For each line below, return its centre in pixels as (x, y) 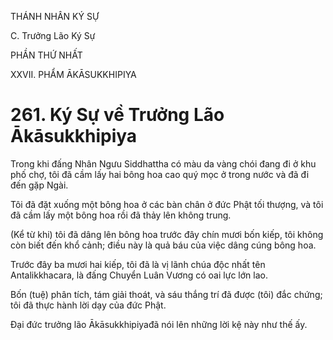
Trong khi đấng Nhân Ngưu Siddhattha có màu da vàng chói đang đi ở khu (163, 163)
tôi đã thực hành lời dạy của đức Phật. (88, 305)
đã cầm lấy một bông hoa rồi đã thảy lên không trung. (121, 215)
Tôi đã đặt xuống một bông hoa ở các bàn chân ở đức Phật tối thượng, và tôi (167, 204)
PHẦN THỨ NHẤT (46, 55)
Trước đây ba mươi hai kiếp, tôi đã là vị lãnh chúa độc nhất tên (138, 264)
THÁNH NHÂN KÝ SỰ (55, 16)
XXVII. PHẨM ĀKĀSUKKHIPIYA (73, 74)
